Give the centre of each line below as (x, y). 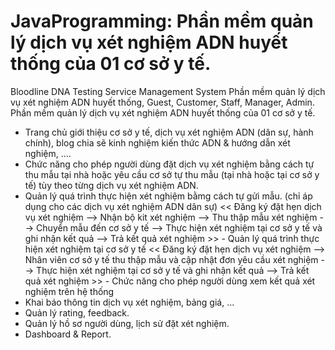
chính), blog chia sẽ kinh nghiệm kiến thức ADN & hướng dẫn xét (157, 142)
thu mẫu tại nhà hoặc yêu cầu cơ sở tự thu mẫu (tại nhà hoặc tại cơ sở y (172, 174)
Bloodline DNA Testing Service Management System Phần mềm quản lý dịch (168, 91)
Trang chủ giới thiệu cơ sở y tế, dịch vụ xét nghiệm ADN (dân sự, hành (169, 132)
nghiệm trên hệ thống (69, 291)
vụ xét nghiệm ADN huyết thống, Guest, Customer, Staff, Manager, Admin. (162, 102)
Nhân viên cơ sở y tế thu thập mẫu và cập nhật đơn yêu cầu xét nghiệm (171, 259)
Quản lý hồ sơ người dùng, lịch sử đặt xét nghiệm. (127, 323)
